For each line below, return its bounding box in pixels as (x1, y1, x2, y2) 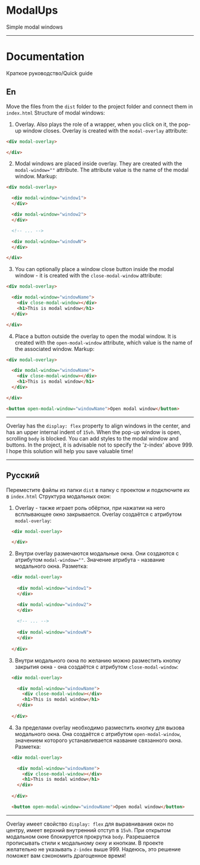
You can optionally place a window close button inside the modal (14, 266, 174, 273)
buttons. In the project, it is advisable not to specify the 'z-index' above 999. (6, 441, 193, 448)
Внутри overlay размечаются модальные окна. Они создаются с (14, 550, 179, 557)
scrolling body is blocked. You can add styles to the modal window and (6, 435, 179, 442)
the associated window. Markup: (14, 345, 95, 352)
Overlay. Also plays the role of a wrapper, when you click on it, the (14, 121, 177, 128)
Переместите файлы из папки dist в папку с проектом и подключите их (6, 486, 190, 493)
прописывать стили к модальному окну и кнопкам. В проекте (6, 839, 164, 846)
